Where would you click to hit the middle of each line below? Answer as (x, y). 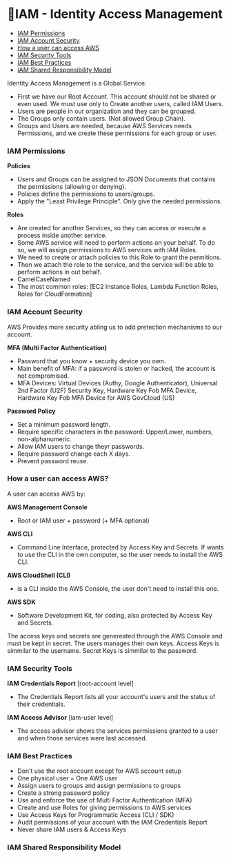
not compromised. (43, 376)
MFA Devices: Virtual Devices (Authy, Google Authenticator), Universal (117, 383)
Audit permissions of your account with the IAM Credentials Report (112, 822)
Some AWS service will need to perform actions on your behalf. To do (116, 243)
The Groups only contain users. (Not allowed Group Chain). (101, 118)
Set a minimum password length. (64, 424)
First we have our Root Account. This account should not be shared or (117, 97)
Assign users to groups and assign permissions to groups (99, 786)
